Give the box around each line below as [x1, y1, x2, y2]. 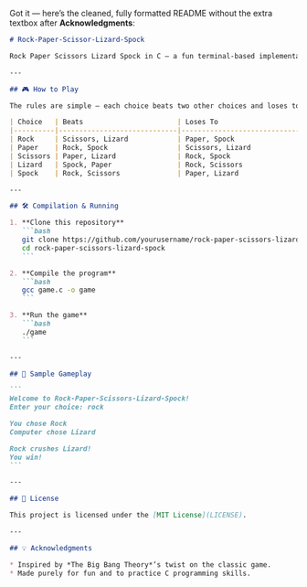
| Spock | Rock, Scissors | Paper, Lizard [9, 168, 239, 177]
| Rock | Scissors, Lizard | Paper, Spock [9, 134, 235, 144]
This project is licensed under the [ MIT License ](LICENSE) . [9, 511, 248, 520]
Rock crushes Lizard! [9, 443, 92, 454]
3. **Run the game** [9, 311, 89, 320]
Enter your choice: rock [9, 402, 104, 412]
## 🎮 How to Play [9, 84, 79, 94]
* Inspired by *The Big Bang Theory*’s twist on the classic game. [9, 560, 272, 570]
